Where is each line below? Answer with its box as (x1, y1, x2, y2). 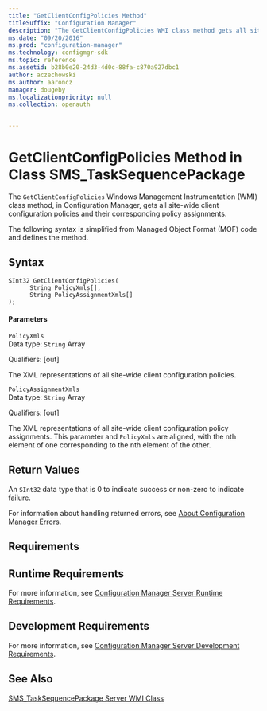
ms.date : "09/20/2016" (8, 33, 83, 42)
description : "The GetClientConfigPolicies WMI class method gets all (8, 26, 247, 34)
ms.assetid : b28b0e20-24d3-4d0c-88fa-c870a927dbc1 (8, 64, 180, 72)
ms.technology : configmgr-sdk (8, 49, 109, 57)
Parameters (8, 314, 48, 324)
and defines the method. (8, 232, 89, 243)
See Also (8, 672, 53, 686)
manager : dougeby (8, 85, 66, 94)
